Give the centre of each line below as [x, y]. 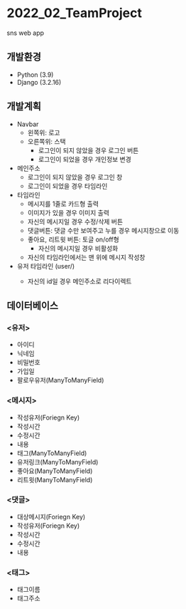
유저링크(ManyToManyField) [58, 462]
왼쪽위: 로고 [44, 132]
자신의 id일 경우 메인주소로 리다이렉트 [80, 281]
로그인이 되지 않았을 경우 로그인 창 [75, 177]
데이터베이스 [32, 305]
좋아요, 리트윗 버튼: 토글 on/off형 [73, 239]
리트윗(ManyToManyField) [55, 479]
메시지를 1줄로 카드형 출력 [63, 204]
